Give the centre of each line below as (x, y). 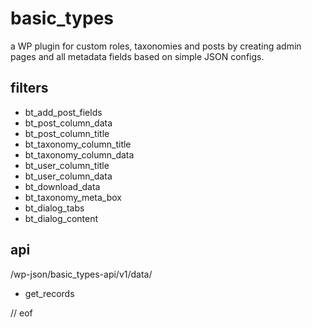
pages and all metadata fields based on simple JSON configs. (137, 56)
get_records (49, 293)
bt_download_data (62, 186)
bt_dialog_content (61, 218)
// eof (21, 313)
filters (29, 88)
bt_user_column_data (68, 176)
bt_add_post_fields (63, 112)
